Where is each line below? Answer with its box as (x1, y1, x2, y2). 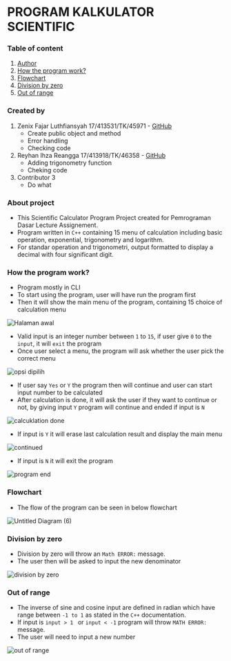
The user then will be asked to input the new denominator (17, 556, 181, 565)
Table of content (7, 44, 63, 53)
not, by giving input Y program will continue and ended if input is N (17, 403, 205, 412)
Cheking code (27, 165, 68, 174)
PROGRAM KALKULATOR (7, 4, 154, 20)
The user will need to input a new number (17, 633, 136, 641)
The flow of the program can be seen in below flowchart (17, 503, 177, 511)
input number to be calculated (17, 388, 103, 397)
